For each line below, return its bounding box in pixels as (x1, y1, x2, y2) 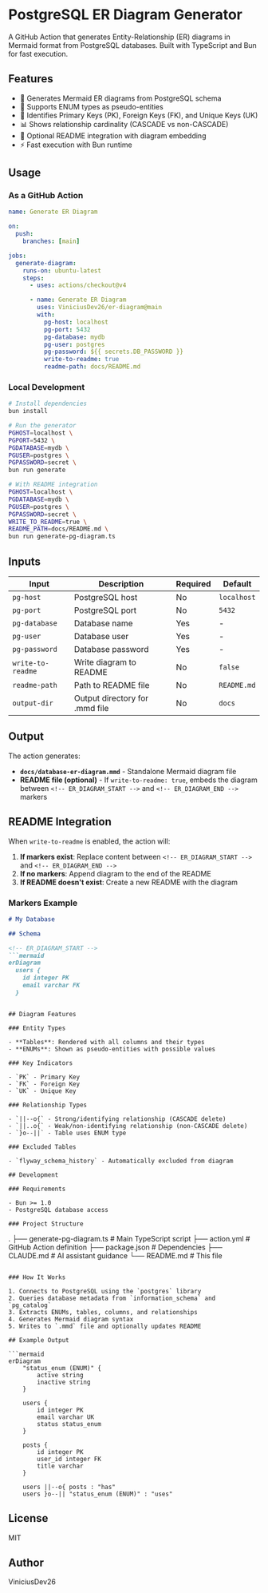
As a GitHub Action (8, 190, 84, 201)
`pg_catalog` (8, 1301, 52, 1309)
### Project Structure (8, 1220, 84, 1228)
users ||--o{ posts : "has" (22, 1483, 116, 1491)
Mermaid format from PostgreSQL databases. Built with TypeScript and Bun (8, 40, 257, 50)
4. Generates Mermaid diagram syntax (8, 1315, 134, 1323)
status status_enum (37, 1420, 102, 1428)
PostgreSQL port (73, 605, 137, 616)
